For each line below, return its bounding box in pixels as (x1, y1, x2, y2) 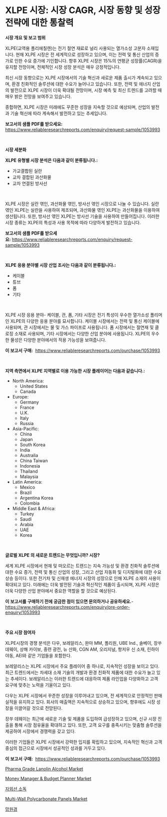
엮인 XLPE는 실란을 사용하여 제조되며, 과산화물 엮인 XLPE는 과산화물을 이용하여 (5, 207, 160, 213)
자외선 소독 (5, 785, 27, 791)
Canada (19, 388, 36, 394)
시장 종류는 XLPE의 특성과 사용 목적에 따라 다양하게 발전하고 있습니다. (5, 219, 141, 225)
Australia (19, 452, 38, 458)
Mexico (19, 484, 35, 490)
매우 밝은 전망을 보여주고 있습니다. (5, 93, 72, 99)
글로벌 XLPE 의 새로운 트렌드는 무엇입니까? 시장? (5, 552, 100, 558)
